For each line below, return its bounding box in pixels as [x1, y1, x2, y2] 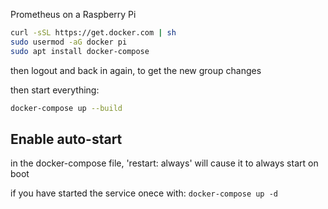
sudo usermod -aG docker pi [10, 37, 128, 47]
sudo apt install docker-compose [10, 46, 150, 56]
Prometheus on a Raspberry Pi [10, 9, 137, 20]
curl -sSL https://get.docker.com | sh [10, 28, 177, 38]
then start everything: [10, 84, 100, 96]
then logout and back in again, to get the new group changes [10, 64, 262, 76]
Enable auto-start [10, 130, 123, 148]
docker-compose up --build [10, 103, 123, 113]
